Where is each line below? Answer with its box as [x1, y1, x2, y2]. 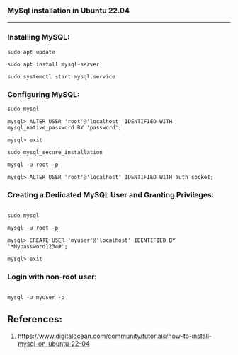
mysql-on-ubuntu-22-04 [17, 339, 90, 348]
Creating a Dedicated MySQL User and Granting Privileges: [7, 190, 215, 199]
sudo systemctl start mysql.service [7, 73, 115, 80]
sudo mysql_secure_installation [7, 149, 103, 156]
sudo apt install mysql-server [7, 61, 100, 68]
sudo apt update [7, 48, 55, 55]
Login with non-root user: [7, 272, 98, 281]
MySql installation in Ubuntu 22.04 [7, 6, 130, 16]
